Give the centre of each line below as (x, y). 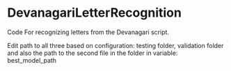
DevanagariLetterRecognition (95, 13)
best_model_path (32, 60)
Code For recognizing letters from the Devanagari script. (88, 32)
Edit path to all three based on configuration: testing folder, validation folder (115, 45)
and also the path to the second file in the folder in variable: (93, 53)
